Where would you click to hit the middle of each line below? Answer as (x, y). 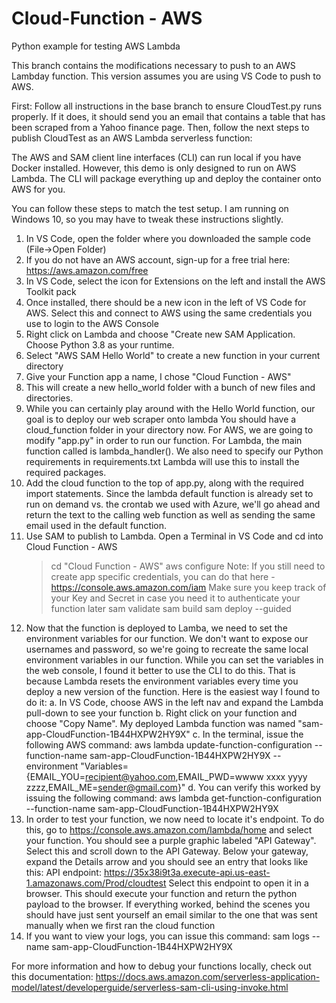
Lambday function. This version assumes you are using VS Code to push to (166, 76)
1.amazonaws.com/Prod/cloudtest (96, 883)
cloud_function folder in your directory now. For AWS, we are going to (169, 429)
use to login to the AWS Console (92, 323)
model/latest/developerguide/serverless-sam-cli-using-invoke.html (150, 987)
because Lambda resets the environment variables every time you (162, 681)
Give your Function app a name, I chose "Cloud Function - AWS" (158, 376)
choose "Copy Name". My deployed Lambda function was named (160, 723)
